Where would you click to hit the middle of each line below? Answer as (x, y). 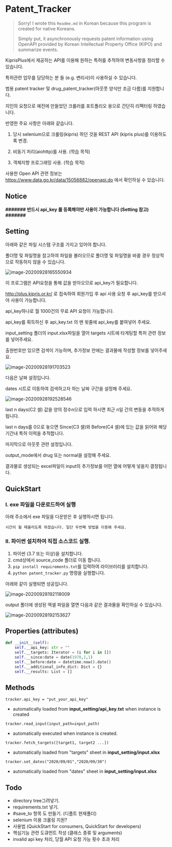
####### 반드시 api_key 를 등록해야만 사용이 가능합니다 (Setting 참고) (77, 209)
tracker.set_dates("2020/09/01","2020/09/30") (56, 762)
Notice (16, 196)
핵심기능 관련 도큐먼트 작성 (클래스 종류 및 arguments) (67, 833)
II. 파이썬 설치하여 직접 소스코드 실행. (48, 541)
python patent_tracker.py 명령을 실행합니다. (59, 573)
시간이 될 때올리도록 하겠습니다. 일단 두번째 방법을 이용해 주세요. (66, 527)
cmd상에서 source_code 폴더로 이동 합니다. (57, 560)
